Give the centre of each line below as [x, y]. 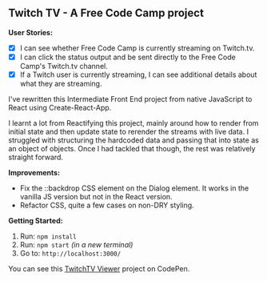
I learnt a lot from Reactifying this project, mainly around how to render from [133, 123]
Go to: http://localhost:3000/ [70, 253]
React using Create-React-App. [60, 108]
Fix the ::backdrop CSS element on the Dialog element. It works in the [134, 188]
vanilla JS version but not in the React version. [96, 197]
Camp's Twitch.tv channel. [64, 66]
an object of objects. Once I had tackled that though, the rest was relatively [132, 149]
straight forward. [36, 157]
